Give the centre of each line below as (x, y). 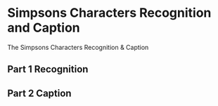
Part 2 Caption (39, 93)
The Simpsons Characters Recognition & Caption (78, 47)
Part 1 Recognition (48, 69)
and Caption (44, 28)
